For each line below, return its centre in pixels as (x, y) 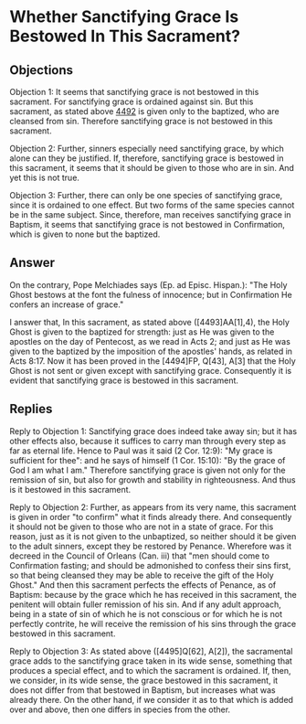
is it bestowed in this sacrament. (70, 489)
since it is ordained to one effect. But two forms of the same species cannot (152, 205)
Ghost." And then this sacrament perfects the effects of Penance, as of (143, 585)
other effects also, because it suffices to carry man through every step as (148, 441)
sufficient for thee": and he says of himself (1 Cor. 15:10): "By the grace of (148, 460)
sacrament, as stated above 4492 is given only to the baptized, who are (145, 111)
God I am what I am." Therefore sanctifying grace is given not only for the (148, 470)
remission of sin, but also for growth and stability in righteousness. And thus (153, 479)
